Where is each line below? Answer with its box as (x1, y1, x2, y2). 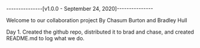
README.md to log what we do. (6, 35, 85, 41)
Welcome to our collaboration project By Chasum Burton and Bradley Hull (6, 17, 187, 23)
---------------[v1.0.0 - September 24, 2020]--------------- (6, 5, 154, 12)
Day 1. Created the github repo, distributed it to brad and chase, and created (6, 28, 195, 35)
